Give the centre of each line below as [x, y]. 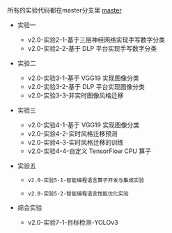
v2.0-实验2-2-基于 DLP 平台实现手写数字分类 [92, 48]
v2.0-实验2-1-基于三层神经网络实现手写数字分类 [96, 40]
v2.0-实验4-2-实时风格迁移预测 [72, 134]
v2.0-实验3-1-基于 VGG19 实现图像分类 [83, 78]
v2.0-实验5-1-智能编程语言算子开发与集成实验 [86, 180]
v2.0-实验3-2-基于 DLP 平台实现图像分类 [86, 87]
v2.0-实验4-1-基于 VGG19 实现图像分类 [83, 125]
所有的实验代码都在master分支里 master [64, 10]
